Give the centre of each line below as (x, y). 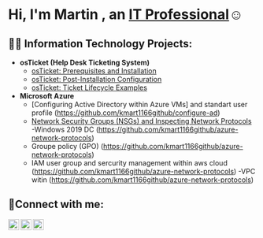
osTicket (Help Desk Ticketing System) (85, 62)
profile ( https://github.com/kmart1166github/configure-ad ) (126, 113)
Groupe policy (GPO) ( (67, 146)
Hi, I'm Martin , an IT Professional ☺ (126, 15)
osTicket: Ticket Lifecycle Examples (89, 87)
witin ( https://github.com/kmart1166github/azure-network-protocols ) (143, 180)
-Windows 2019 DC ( (65, 129)
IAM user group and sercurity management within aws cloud (130, 163)
